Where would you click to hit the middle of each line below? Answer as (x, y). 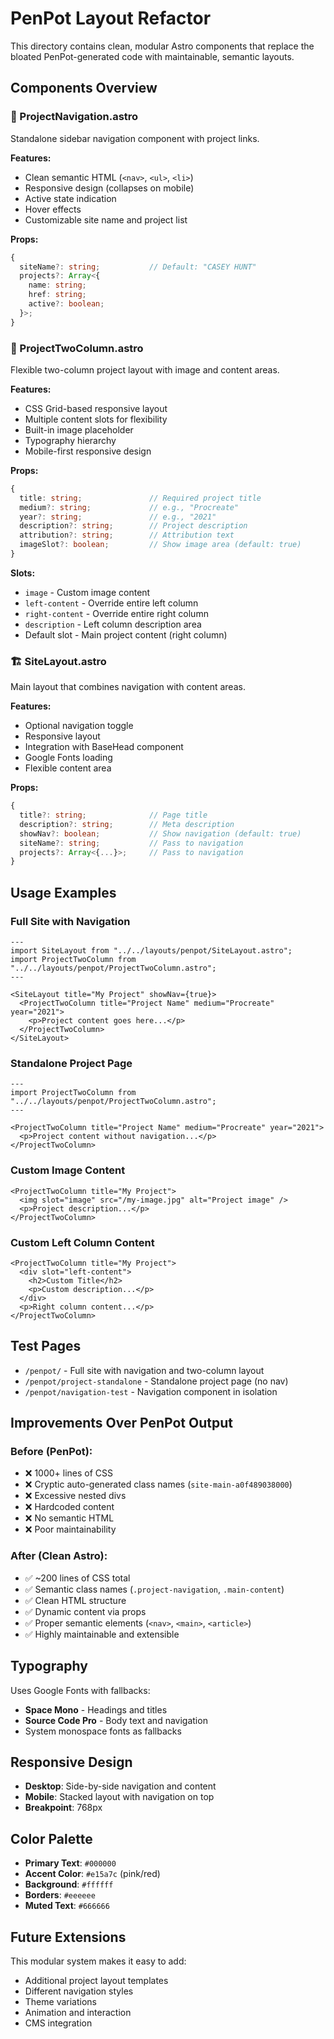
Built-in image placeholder (79, 429)
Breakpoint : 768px (63, 1808)
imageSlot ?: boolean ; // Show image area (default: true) (160, 545)
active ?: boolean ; (66, 304)
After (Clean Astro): (59, 1556)
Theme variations (60, 2001)
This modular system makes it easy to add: (98, 1961)
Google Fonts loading (68, 758)
